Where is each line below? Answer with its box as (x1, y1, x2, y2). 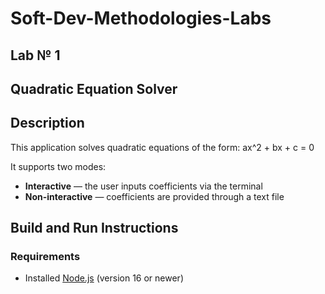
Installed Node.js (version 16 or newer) (24, 272, 184, 284)
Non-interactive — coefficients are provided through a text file (24, 190, 285, 202)
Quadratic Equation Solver (10, 80, 178, 97)
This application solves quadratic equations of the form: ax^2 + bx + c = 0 (10, 141, 315, 153)
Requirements (10, 250, 81, 264)
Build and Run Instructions (10, 220, 179, 237)
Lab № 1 (10, 47, 61, 64)
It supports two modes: (10, 160, 107, 172)
